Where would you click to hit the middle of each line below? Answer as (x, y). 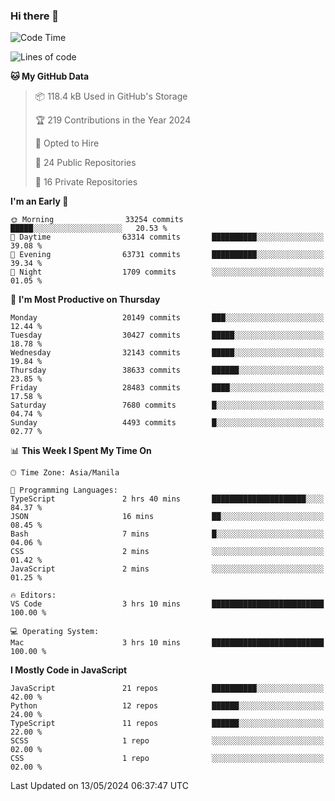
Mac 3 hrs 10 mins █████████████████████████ (167, 643)
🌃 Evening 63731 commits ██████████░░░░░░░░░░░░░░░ (167, 255)
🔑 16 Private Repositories (86, 182)
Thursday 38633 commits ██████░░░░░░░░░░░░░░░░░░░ (167, 370)
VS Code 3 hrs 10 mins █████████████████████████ (167, 604)
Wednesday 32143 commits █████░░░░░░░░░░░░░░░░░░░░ (167, 353)
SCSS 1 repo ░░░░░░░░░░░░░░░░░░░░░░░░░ (167, 741)
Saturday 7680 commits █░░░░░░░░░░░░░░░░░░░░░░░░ (167, 405)
